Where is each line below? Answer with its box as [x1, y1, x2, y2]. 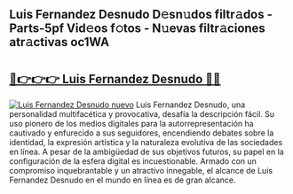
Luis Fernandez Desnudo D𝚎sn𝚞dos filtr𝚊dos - [9, 7, 273, 22]
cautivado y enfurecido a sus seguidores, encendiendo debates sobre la [9, 128, 274, 138]
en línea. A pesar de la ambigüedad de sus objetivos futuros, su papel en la [9, 146, 284, 157]
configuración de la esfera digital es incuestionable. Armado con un [9, 156, 257, 167]
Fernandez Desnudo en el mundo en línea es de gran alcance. [9, 175, 236, 185]
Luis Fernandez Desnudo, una [136, 99, 246, 110]
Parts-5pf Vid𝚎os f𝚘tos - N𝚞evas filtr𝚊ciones [9, 21, 266, 36]
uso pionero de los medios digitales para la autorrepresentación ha [9, 119, 255, 128]
